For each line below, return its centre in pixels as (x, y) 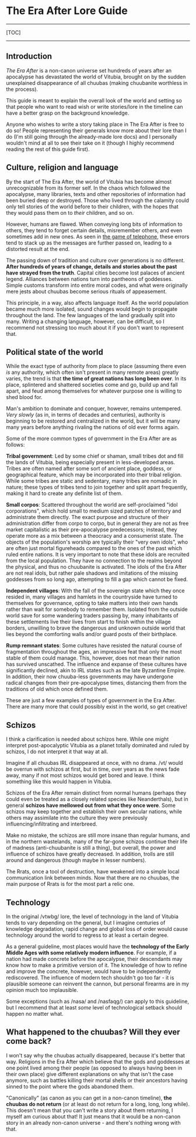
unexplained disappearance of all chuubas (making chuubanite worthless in (97, 83)
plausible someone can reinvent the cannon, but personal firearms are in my (98, 984)
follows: (15, 445)
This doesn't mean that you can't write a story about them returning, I (90, 1110)
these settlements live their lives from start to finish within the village (88, 622)
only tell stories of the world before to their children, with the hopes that (92, 207)
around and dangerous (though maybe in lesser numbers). (76, 860)
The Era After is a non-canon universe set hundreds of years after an (89, 70)
